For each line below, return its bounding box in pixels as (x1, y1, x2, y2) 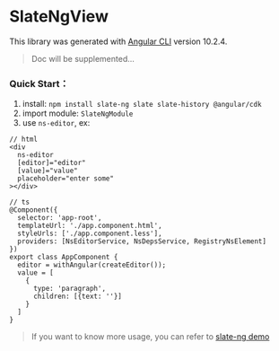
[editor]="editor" (17, 159, 87, 168)
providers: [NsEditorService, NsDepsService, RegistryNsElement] (17, 237, 267, 246)
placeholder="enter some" (17, 174, 115, 183)
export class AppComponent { (9, 253, 118, 262)
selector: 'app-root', (17, 214, 102, 223)
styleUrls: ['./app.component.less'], (17, 229, 163, 239)
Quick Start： (9, 77, 69, 90)
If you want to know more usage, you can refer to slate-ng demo (31, 331, 270, 342)
